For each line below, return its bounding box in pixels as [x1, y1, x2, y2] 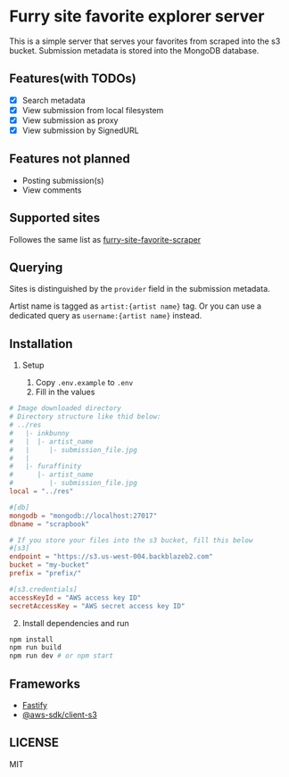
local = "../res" [9, 487, 74, 496]
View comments [21, 185, 82, 195]
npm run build [9, 643, 62, 652]
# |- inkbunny [9, 428, 70, 438]
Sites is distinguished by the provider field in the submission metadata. [9, 284, 270, 294]
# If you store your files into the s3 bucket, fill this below [9, 535, 253, 545]
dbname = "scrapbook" [9, 519, 90, 528]
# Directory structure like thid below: [9, 412, 162, 421]
